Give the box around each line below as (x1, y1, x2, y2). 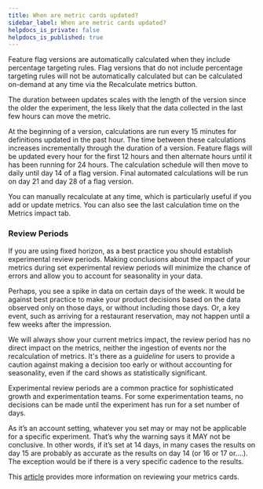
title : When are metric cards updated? (8, 11, 139, 20)
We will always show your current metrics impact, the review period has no (8, 335, 251, 344)
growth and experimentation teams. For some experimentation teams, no (8, 391, 243, 400)
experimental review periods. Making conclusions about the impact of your (8, 254, 250, 263)
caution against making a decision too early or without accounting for (8, 360, 233, 369)
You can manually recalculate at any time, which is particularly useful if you (8, 192, 252, 201)
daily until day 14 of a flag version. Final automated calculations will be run (8, 168, 249, 178)
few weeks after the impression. (8, 319, 112, 329)
